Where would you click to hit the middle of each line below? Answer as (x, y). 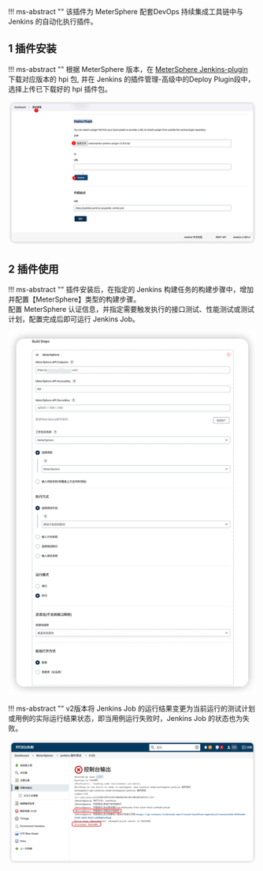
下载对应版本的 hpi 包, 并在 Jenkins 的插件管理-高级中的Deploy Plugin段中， (131, 79)
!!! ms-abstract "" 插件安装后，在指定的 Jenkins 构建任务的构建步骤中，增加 (131, 289)
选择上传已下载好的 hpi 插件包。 (60, 88)
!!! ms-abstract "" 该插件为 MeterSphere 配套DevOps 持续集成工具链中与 (126, 11)
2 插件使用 (33, 269)
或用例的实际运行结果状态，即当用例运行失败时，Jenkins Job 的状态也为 (125, 719)
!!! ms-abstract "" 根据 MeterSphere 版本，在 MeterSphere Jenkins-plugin (128, 69)
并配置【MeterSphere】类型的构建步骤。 (74, 299)
